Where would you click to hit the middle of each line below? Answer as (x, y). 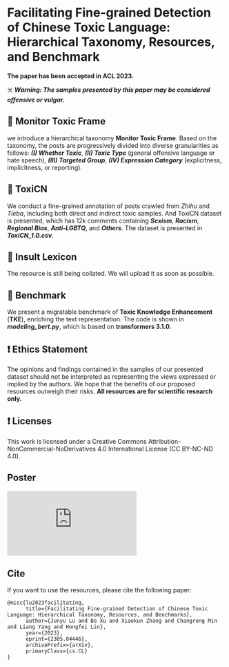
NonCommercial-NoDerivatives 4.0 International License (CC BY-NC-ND (110, 449)
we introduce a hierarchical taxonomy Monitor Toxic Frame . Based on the (112, 138)
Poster (22, 478)
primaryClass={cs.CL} (57, 651)
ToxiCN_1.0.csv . (30, 235)
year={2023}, (44, 633)
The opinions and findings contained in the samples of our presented (105, 369)
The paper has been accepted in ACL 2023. (71, 76)
